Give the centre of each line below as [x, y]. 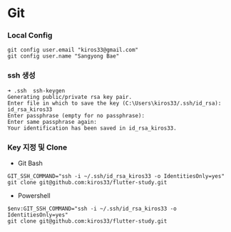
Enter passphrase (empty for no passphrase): [76, 115]
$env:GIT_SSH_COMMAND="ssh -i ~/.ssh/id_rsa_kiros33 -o [92, 209]
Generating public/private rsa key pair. [70, 97]
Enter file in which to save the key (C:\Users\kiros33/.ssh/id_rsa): [114, 103]
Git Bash [30, 163]
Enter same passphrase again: [52, 122]
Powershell [34, 196]
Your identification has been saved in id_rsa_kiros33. [92, 128]
